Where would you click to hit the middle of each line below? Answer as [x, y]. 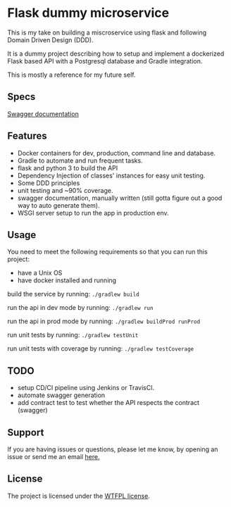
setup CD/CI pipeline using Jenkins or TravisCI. [86, 388]
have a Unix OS [40, 273]
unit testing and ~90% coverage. [65, 190]
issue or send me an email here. [54, 457]
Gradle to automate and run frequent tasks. [80, 161]
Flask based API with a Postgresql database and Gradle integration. [105, 61]
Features [27, 136]
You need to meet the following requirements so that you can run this [107, 252]
